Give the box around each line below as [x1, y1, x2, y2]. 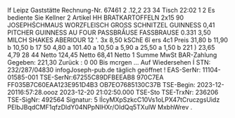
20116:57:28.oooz [7, 88, 58, 96]
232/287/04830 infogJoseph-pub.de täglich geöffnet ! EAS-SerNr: [7, 66, 201, 74]
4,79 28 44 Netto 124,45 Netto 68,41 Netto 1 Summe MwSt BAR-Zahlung [7, 51, 217, 59]
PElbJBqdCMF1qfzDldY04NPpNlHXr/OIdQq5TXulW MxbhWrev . [7, 103, 193, 111]
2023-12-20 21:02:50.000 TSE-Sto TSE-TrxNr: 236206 [59, 88, 219, 96]
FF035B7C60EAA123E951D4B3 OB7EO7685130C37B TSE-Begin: [7, 81, 196, 88]
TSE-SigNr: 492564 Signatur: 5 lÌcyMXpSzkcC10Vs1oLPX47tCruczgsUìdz [7, 96, 220, 104]
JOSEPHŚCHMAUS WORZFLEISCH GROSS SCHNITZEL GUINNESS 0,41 [7, 21, 215, 29]
